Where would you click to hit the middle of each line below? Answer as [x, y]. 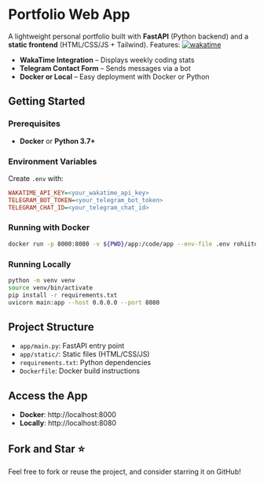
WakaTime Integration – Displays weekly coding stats [107, 60]
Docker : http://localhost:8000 [68, 415]
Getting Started [47, 101]
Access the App [48, 395]
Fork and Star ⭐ [47, 449]
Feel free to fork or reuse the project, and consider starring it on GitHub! [125, 471]
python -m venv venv [42, 281]
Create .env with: [36, 178]
